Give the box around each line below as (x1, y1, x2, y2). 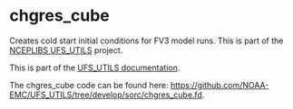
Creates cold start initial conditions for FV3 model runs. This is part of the (9, 35, 284, 46)
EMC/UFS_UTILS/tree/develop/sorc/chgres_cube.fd (9, 89, 202, 100)
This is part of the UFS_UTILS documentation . (9, 62, 181, 73)
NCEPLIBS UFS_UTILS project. (9, 44, 123, 55)
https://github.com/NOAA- (170, 79, 269, 90)
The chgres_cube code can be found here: (9, 79, 170, 90)
